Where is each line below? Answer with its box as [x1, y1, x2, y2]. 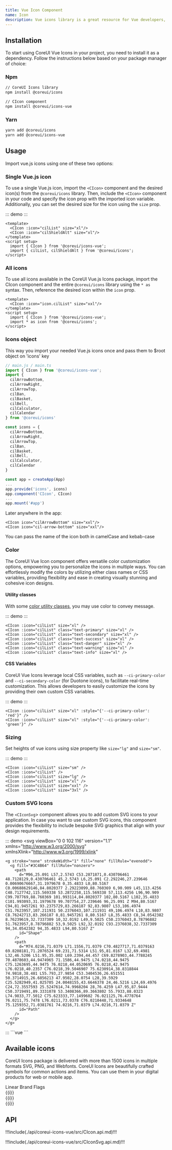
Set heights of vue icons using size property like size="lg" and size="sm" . [5, 745, 161, 751]
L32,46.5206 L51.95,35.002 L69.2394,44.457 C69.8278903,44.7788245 [5, 953, 153, 958]
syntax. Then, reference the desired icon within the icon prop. [5, 287, 136, 293]
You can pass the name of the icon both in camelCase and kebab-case [5, 534, 155, 540]
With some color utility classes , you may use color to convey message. [5, 603, 155, 609]
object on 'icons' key [5, 353, 50, 359]
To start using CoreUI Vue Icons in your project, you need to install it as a [5, 50, 160, 56]
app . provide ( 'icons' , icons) [5, 486, 68, 492]
